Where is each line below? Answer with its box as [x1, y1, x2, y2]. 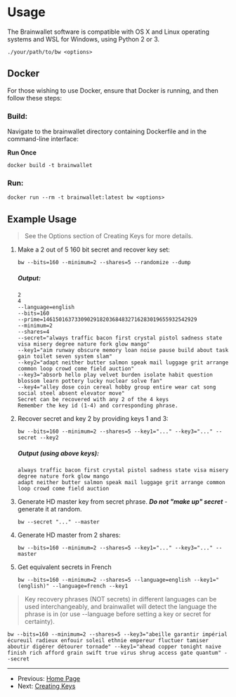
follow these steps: [7, 93, 62, 102]
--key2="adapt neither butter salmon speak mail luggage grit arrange [17, 359, 229, 366]
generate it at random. [17, 505, 82, 514]
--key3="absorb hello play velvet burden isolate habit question [17, 372, 213, 379]
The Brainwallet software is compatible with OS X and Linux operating [7, 27, 209, 36]
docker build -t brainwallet [7, 162, 93, 169]
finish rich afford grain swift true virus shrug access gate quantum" [7, 649, 221, 657]
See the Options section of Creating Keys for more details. [24, 232, 193, 240]
